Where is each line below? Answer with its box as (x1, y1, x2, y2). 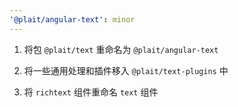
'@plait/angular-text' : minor (9, 14, 136, 25)
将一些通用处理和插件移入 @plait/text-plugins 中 (23, 64, 229, 76)
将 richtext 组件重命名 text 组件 (23, 86, 159, 98)
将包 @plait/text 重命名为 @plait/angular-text (23, 43, 219, 55)
